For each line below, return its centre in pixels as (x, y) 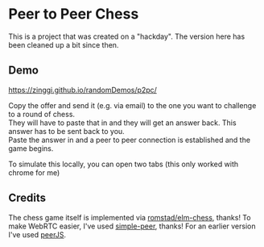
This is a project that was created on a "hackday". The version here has (127, 36)
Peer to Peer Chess (74, 14)
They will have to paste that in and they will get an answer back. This (122, 123)
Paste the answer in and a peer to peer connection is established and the (130, 140)
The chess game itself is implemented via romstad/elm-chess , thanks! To (130, 217)
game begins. (31, 148)
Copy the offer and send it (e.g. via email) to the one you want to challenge (132, 105)
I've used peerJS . (37, 234)
